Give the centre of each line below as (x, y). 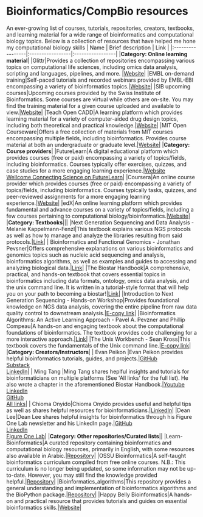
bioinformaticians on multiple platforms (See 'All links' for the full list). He (97, 378)
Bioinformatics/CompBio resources (97, 11)
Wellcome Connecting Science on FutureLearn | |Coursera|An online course (101, 177)
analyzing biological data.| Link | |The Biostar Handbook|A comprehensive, (98, 268)
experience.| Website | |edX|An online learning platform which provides (94, 203)
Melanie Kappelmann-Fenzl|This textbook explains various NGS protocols (99, 229)
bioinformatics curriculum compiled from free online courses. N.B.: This (96, 462)
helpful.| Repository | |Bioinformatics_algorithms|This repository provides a (99, 481)
